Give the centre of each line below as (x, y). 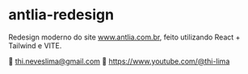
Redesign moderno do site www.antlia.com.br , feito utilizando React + (124, 37)
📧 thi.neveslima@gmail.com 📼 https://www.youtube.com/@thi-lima (119, 61)
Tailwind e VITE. (35, 45)
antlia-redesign (61, 15)
